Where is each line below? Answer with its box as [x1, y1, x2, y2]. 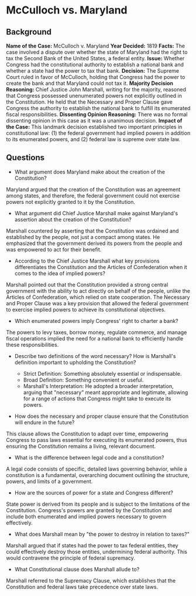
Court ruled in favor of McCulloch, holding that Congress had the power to [6, 74, 185, 80]
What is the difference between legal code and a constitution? [14, 454, 164, 461]
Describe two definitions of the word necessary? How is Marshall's [14, 352, 176, 359]
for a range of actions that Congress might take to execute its [23, 395, 171, 402]
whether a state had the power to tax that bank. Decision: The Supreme [6, 67, 180, 74]
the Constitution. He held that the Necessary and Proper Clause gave [6, 98, 173, 105]
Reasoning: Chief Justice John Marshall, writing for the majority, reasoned [6, 86, 186, 93]
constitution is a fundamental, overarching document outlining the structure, [6, 471, 190, 478]
